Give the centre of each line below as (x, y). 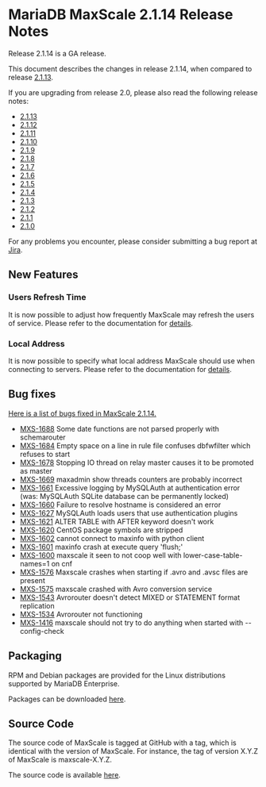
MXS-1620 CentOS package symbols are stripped (101, 530)
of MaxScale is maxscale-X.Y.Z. (60, 760)
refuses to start (45, 454)
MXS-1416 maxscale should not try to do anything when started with (131, 622)
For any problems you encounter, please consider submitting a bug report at (133, 241)
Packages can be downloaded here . (67, 699)
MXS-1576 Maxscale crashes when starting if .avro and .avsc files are (134, 572)
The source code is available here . (65, 775)
